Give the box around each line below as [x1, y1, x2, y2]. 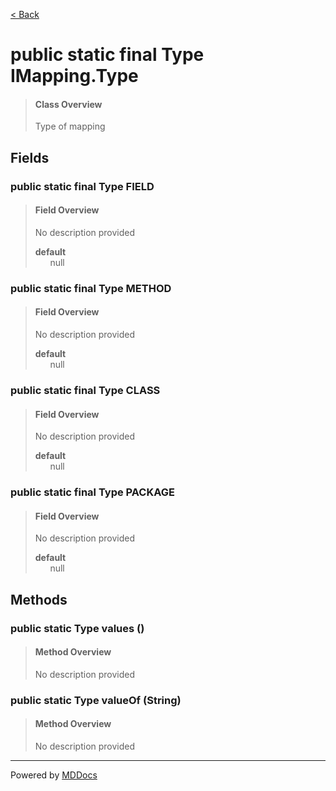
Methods [10, 591, 68, 608]
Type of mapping [34, 120, 106, 133]
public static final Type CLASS [10, 383, 161, 397]
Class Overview [34, 98, 103, 110]
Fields [10, 149, 50, 166]
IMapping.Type [10, 65, 139, 88]
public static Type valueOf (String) [10, 693, 182, 707]
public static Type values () [10, 621, 145, 635]
